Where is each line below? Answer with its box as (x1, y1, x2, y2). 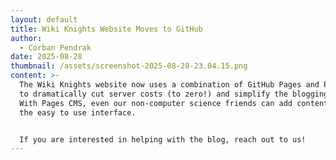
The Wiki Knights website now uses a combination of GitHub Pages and (19, 80, 320, 90)
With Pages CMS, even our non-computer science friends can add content (19, 98, 329, 108)
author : (10, 33, 43, 43)
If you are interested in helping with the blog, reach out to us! (19, 134, 307, 145)
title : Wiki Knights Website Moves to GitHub (10, 24, 203, 34)
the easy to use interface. (19, 107, 137, 118)
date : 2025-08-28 (10, 52, 83, 62)
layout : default (10, 14, 78, 25)
